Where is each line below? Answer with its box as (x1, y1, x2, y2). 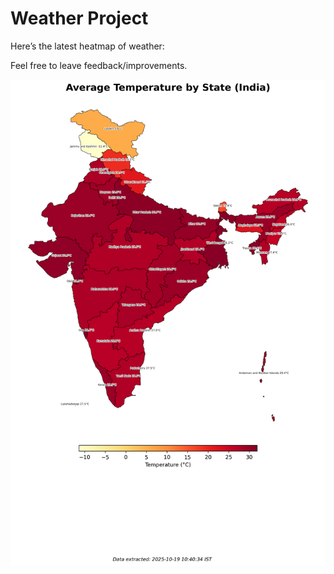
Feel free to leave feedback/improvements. (10, 59, 188, 71)
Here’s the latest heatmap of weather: (10, 40, 165, 52)
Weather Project (10, 7, 149, 30)
